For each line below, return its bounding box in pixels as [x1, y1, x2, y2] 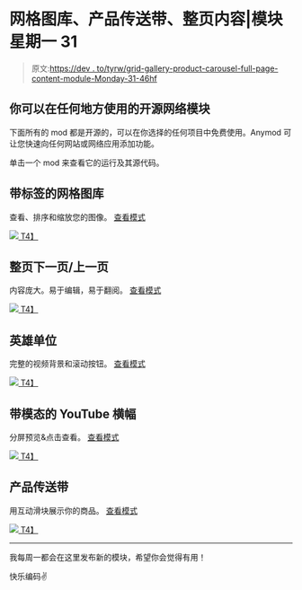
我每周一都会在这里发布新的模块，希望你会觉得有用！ [9, 551, 207, 562]
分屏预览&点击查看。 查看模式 [9, 432, 120, 442]
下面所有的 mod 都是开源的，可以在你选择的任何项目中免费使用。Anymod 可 [9, 127, 292, 137]
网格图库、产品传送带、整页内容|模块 [9, 9, 283, 30]
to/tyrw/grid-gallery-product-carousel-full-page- [96, 63, 279, 74]
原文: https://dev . [31, 63, 95, 74]
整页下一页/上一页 [9, 259, 110, 275]
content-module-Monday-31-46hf [31, 73, 157, 84]
